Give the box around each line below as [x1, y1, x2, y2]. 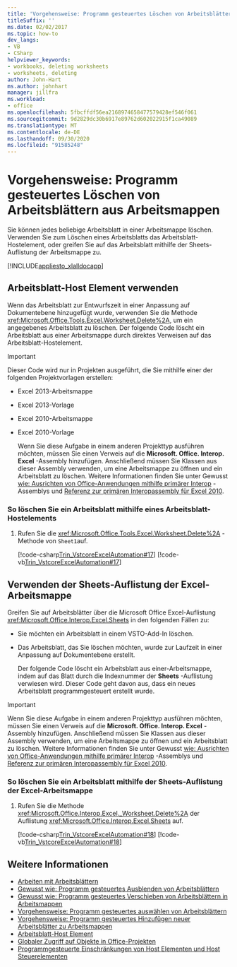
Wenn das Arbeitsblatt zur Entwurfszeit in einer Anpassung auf [7, 301, 190, 309]
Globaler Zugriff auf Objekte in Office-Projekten [17, 937, 157, 946]
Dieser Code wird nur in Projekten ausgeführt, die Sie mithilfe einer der [7, 365, 213, 374]
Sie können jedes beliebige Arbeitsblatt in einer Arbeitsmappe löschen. [7, 225, 214, 234]
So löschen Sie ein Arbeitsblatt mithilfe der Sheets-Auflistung [7, 776, 224, 786]
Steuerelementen [17, 952, 68, 961]
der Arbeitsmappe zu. [38, 248, 102, 256]
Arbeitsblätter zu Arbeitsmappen [17, 922, 113, 931]
